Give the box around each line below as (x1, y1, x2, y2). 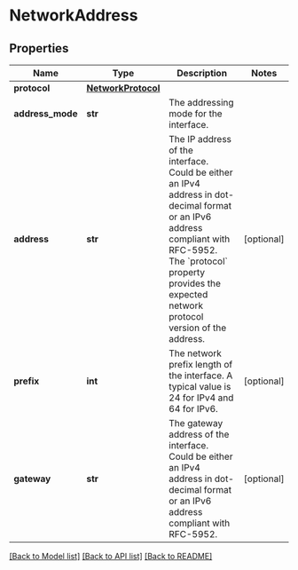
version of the (168, 321, 227, 334)
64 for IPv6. (168, 403, 219, 415)
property (168, 266, 206, 278)
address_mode (13, 107, 78, 120)
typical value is (168, 381, 231, 392)
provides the (168, 277, 222, 289)
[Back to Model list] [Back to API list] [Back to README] (9, 551, 213, 561)
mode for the (168, 107, 223, 120)
